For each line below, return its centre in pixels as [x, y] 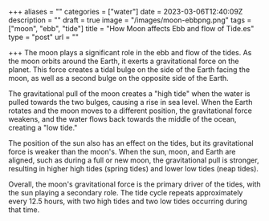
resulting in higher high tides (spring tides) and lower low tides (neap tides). [134, 169]
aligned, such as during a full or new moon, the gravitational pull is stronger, [134, 160]
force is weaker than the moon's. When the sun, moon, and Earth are [122, 152]
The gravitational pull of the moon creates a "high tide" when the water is [129, 94]
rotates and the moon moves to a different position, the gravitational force [130, 110]
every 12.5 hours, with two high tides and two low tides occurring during [128, 201]
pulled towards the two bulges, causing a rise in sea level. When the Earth [130, 102]
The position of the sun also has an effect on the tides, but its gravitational [131, 143]
